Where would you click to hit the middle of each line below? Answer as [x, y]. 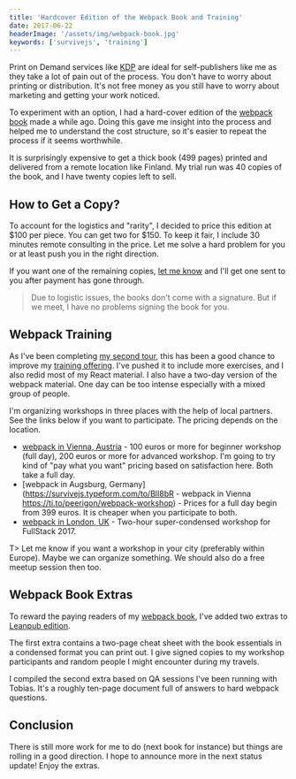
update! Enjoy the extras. [54, 765]
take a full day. [49, 475]
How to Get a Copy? [65, 204]
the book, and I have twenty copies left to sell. [93, 177]
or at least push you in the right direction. [84, 254]
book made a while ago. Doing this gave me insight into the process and [140, 122]
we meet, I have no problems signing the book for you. [130, 307]
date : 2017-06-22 [41, 26]
